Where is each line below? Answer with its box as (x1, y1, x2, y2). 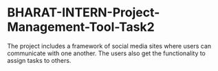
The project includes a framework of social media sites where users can (7, 42, 212, 50)
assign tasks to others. (7, 56, 72, 64)
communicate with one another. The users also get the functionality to (7, 49, 206, 57)
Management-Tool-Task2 (7, 19, 155, 35)
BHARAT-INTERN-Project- (7, 5, 160, 20)
